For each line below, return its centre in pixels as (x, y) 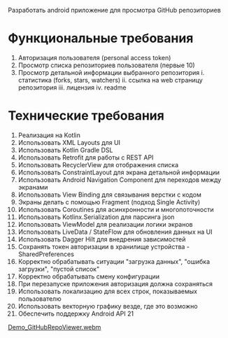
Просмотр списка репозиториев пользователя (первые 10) (106, 65)
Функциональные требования (101, 38)
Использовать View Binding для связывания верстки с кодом (109, 195)
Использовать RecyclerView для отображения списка (98, 164)
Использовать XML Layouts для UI (69, 142)
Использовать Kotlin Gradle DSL (65, 150)
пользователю (40, 298)
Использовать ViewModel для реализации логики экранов (105, 224)
